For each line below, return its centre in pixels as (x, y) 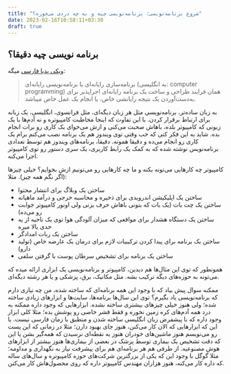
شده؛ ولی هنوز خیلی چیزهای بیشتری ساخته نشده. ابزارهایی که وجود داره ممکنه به (112, 304)
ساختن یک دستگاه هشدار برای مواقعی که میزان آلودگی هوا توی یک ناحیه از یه (116, 219)
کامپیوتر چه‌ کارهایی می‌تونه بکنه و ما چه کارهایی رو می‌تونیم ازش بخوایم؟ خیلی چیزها (116, 169)
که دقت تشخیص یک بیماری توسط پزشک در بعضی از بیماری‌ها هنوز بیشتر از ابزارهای (114, 341)
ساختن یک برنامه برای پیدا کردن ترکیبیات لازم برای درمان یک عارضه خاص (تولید (119, 241)
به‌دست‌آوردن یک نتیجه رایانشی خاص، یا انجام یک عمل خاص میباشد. (110, 99)
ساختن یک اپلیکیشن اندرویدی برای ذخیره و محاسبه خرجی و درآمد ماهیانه (110, 198)
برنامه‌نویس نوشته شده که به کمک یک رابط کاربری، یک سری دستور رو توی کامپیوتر (113, 149)
